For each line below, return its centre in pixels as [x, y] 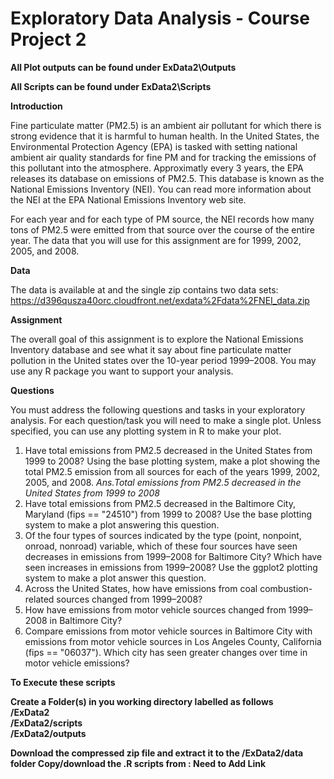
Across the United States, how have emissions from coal [141, 588]
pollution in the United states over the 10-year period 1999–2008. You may [163, 360]
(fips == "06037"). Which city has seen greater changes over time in [166, 652]
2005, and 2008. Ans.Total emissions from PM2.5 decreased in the [163, 482]
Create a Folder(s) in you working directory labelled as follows [142, 701]
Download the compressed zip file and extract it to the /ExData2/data [157, 753]
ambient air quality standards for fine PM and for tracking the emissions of [163, 157]
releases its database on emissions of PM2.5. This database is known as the [167, 178]
